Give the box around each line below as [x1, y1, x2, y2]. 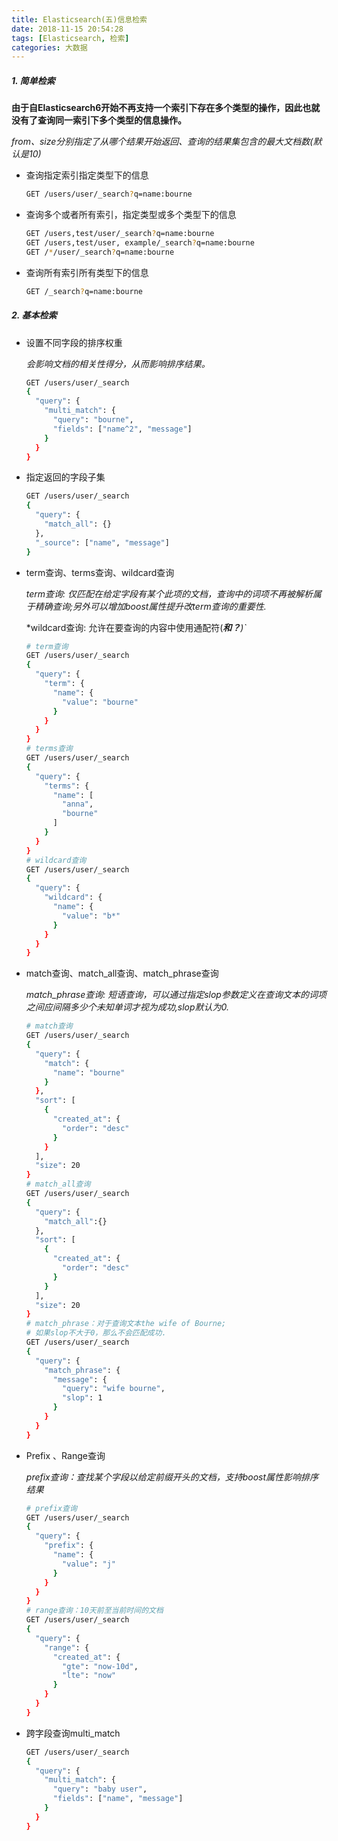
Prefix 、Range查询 [25, 1449, 106, 1461]
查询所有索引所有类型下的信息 [25, 266, 149, 278]
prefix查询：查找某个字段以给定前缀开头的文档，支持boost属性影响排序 [25, 1471, 319, 1483]
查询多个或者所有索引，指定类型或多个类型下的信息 [25, 209, 237, 221]
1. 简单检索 [11, 74, 56, 86]
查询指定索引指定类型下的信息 [25, 169, 149, 181]
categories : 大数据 [11, 42, 88, 53]
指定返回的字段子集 [25, 471, 106, 483]
